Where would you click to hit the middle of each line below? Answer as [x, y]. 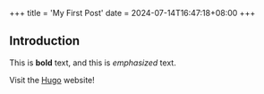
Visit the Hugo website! [52, 80]
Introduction [45, 41]
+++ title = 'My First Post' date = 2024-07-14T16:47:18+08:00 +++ [132, 13]
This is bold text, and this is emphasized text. [93, 63]
